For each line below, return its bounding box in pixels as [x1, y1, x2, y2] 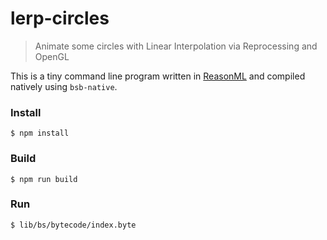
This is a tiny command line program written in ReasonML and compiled [10, 70, 306, 82]
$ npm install [10, 128, 70, 139]
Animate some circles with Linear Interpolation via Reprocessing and [34, 40, 318, 52]
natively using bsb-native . [10, 80, 118, 92]
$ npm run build [10, 174, 78, 184]
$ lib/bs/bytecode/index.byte [10, 220, 137, 230]
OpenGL [34, 50, 70, 62]
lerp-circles [10, 7, 110, 30]
